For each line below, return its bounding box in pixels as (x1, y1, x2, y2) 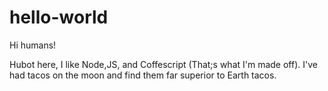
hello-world (9, 6, 109, 29)
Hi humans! (9, 39, 57, 51)
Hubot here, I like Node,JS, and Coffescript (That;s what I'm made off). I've (9, 58, 318, 70)
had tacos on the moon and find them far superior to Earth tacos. (9, 69, 277, 81)
